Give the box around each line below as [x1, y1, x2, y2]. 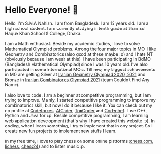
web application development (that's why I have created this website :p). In [5, 118, 155, 124]
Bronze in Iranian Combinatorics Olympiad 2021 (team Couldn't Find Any [5, 77, 150, 83]
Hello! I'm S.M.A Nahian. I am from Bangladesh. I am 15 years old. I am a [5, 20, 149, 26]
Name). [5, 82, 20, 87]
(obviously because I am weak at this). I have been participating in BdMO [5, 56, 151, 62]
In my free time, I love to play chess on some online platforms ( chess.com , [5, 138, 154, 144]
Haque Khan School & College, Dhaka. [5, 30, 81, 36]
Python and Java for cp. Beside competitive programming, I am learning [5, 112, 149, 118]
